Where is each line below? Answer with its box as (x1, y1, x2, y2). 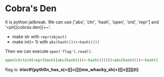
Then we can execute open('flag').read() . (5, 48, 93, 54)
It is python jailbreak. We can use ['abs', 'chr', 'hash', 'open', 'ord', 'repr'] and (5, 19, 159, 25)
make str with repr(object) (12, 34, 67, 39)
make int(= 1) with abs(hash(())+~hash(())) (12, 38, 100, 44)
